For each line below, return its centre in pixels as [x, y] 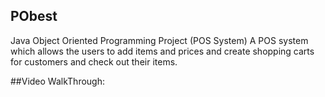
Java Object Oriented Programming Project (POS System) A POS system [159, 40]
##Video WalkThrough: [57, 81]
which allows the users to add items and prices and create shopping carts [162, 51]
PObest [34, 16]
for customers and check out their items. [94, 61]
